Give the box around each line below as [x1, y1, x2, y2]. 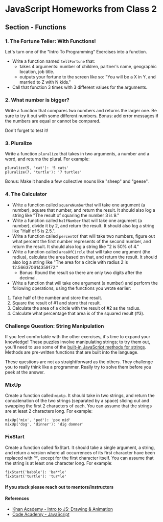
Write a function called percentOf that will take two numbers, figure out [12, 233, 155, 239]
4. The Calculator [5, 191, 47, 198]
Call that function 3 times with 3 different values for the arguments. [12, 84, 148, 90]
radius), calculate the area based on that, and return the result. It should [12, 254, 158, 260]
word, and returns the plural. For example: [5, 156, 90, 162]
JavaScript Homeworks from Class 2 [5, 3, 157, 15]
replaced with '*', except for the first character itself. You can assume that [5, 455, 154, 461]
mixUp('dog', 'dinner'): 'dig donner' [5, 422, 84, 427]
